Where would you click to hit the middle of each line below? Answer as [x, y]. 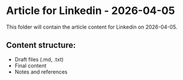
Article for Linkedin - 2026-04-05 [91, 11]
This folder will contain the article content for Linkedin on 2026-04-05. [92, 27]
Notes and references [41, 72]
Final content [31, 65]
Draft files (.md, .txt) [39, 59]
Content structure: [41, 45]
